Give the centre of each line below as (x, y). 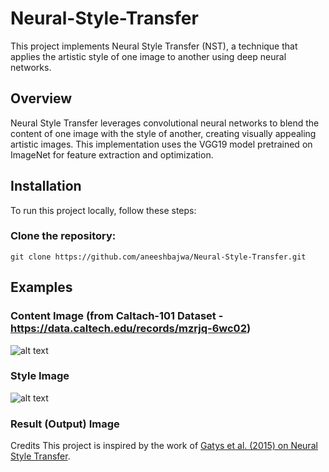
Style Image (40, 376)
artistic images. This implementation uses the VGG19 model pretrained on (161, 144)
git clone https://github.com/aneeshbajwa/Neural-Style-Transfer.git (158, 257)
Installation (46, 186)
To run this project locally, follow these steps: (103, 210)
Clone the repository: (63, 236)
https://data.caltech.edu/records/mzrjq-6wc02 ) (131, 329)
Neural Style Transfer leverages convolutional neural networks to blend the (165, 123)
